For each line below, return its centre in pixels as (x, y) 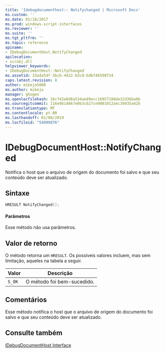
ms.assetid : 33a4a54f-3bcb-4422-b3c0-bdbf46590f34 (59, 76)
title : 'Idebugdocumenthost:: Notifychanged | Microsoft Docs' (73, 10)
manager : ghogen (22, 94)
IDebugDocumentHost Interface (38, 345)
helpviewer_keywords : (28, 66)
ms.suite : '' (19, 33)
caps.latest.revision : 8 (31, 80)
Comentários (26, 300)
